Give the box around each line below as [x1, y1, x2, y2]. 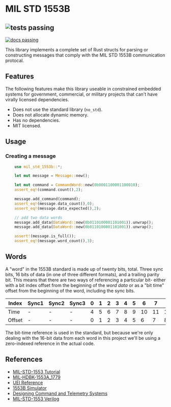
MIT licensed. [12, 123, 42, 129]
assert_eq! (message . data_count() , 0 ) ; [14, 201, 95, 206]
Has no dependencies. [12, 117, 60, 123]
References [5, 355, 43, 364]
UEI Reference [12, 380, 43, 386]
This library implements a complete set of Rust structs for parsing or [5, 47, 149, 52]
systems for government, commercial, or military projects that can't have [5, 91, 158, 97]
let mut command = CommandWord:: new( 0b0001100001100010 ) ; [14, 183, 140, 188]
